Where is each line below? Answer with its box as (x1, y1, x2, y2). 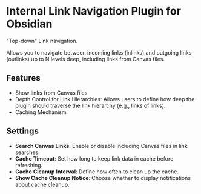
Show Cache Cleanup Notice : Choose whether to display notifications (15, 174, 191, 181)
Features (6, 73, 41, 83)
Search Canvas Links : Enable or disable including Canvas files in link (15, 142, 188, 149)
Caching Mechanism (15, 108, 67, 116)
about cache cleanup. (15, 181, 70, 188)
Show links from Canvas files (15, 89, 88, 96)
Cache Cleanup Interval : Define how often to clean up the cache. (15, 168, 179, 175)
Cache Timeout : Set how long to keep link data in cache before (15, 155, 174, 162)
